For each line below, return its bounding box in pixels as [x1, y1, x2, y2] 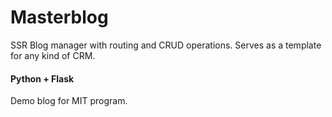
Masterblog [10, 6, 109, 29]
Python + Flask [10, 72, 75, 85]
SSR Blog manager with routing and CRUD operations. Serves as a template [10, 39, 322, 51]
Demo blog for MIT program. [10, 95, 128, 107]
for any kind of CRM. [10, 49, 96, 61]
